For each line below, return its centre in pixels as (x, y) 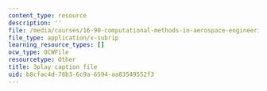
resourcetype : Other (43, 60)
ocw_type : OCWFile (39, 52)
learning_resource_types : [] (56, 45)
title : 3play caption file (53, 67)
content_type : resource (48, 15)
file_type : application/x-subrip (64, 38)
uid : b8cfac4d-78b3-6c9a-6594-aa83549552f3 (81, 74)
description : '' (35, 23)
